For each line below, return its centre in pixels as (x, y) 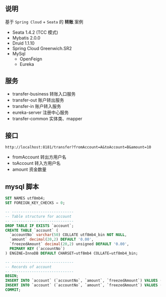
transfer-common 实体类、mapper (47, 118)
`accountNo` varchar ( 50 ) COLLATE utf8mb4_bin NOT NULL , (68, 235)
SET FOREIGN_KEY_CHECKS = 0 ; (35, 203)
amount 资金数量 (29, 169)
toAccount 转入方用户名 (36, 163)
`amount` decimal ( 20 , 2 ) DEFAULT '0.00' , (52, 240)
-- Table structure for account (38, 216)
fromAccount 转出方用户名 (39, 157)
